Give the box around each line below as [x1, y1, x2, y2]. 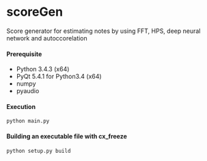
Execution [6, 102, 36, 110]
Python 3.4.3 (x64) [16, 65, 70, 73]
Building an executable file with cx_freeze [6, 132, 127, 140]
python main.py [6, 118, 50, 125]
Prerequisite [6, 49, 42, 58]
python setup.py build [6, 147, 71, 154]
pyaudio [16, 87, 40, 95]
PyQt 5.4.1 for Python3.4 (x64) [16, 73, 102, 81]
